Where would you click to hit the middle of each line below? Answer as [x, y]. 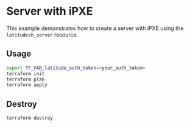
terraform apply [27, 85]
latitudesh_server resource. [42, 34]
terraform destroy [30, 118]
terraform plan [26, 79]
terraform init [26, 74]
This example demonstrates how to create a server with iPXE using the [95, 28]
